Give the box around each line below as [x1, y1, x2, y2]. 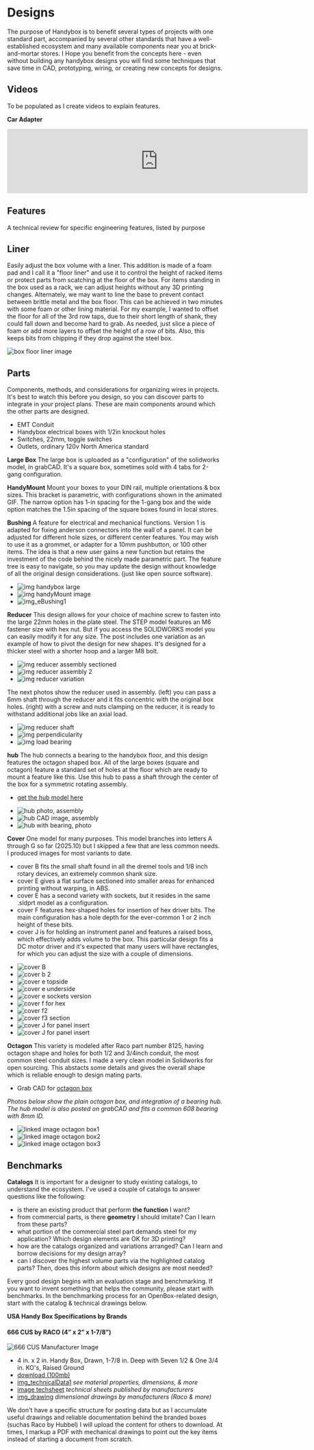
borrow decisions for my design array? [16, 1249, 127, 1258]
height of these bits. [16, 921, 74, 929]
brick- [199, 42, 217, 50]
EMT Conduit [16, 421, 55, 429]
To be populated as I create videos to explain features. [7, 101, 161, 110]
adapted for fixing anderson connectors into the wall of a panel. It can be [7, 526, 213, 534]
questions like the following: [7, 1192, 86, 1200]
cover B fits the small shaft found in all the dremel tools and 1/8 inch [16, 862, 209, 871]
